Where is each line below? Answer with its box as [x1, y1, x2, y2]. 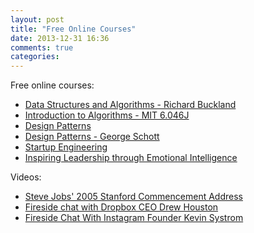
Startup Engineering [24, 141, 108, 153]
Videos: [10, 171, 42, 183]
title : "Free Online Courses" [10, 24, 137, 34]
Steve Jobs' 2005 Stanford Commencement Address [24, 191, 243, 203]
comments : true [10, 42, 74, 53]
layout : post [10, 14, 65, 25]
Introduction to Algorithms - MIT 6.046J [24, 109, 190, 121]
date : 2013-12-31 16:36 [10, 33, 110, 43]
